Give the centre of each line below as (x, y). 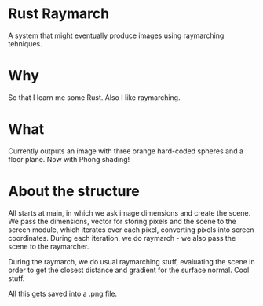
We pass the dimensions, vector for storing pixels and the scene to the (122, 221)
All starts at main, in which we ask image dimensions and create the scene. (130, 212)
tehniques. (25, 43)
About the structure (74, 191)
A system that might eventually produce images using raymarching (116, 35)
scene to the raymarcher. (49, 246)
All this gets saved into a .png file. (63, 293)
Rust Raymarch (59, 14)
